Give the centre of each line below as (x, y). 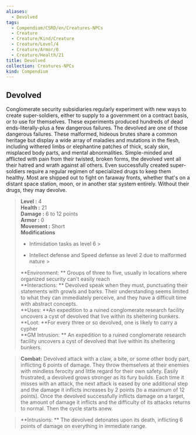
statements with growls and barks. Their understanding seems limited (104, 292)
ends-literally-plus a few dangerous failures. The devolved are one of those (97, 128)
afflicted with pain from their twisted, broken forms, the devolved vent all (94, 159)
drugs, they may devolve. (37, 190)
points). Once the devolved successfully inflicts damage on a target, (103, 396)
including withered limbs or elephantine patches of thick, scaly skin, (88, 146)
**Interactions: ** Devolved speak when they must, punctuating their (104, 285)
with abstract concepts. (49, 304)
